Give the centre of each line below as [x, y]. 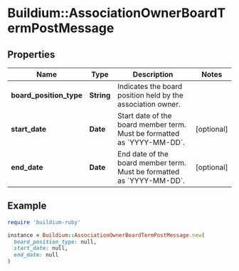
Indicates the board [150, 86]
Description [153, 74]
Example [27, 206]
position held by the [150, 95]
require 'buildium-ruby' [44, 222]
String [100, 95]
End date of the [143, 154]
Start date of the [144, 116]
